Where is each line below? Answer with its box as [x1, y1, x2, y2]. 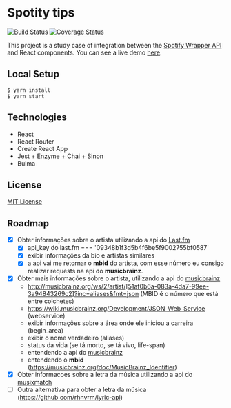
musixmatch [17, 378, 52, 386]
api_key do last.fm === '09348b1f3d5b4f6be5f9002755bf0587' [27, 244, 209, 252]
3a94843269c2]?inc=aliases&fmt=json [27, 289, 139, 298]
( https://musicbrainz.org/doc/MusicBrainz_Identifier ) [27, 362, 177, 371]
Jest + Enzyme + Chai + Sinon [17, 152, 104, 160]
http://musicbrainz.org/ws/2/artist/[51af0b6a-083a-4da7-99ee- [27, 282, 209, 291]
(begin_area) [27, 326, 64, 334]
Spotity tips [7, 5, 75, 21]
